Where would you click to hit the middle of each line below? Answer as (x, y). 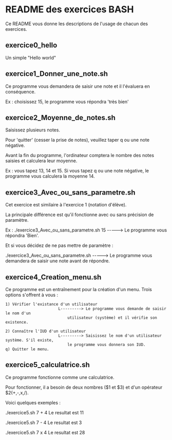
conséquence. (21, 91)
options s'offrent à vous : (32, 295)
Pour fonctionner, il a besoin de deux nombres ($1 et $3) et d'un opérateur (84, 387)
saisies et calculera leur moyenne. (41, 161)
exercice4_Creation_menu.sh (53, 277)
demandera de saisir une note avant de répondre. (58, 261)
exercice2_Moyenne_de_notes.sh (60, 117)
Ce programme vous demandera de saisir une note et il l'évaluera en (78, 86)
